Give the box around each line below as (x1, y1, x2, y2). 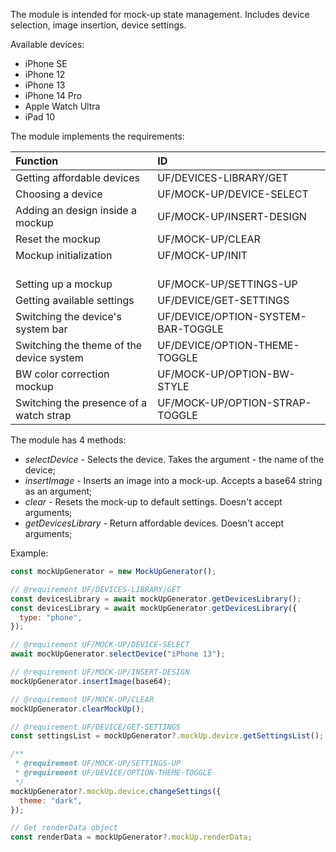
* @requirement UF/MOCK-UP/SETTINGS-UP (14, 759, 182, 769)
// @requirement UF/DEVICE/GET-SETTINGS (10, 722, 182, 732)
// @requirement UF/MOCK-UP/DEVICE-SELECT (10, 640, 190, 650)
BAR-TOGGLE (157, 322, 224, 336)
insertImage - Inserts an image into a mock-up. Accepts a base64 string (24, 475, 323, 486)
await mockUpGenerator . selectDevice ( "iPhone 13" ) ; (10, 649, 226, 659)
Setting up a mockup (15, 277, 113, 291)
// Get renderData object (10, 823, 118, 833)
